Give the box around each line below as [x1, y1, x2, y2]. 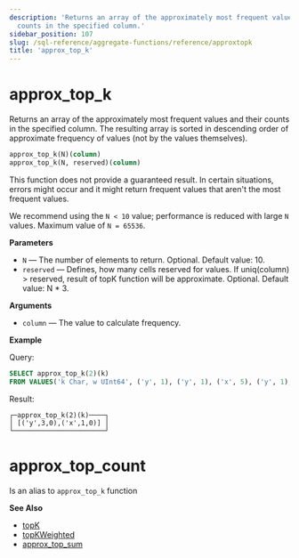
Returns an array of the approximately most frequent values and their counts [9, 114, 290, 125]
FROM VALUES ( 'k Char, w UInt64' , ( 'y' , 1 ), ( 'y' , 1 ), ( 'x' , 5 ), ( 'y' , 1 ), [9, 377, 293, 386]
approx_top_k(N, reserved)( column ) [9, 158, 141, 167]
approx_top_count [9, 456, 147, 476]
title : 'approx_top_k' [9, 46, 93, 55]
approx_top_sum [21, 538, 83, 549]
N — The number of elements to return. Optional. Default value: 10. [21, 255, 265, 265]
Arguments [9, 300, 53, 311]
